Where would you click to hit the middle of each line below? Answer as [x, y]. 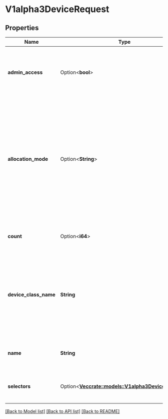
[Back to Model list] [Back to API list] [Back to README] [62, 411]
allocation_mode [28, 159]
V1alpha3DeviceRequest [57, 9]
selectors [19, 386]
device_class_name [32, 295]
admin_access [25, 72]
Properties [22, 28]
